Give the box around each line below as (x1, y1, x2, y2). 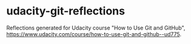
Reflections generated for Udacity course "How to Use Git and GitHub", (6, 24, 186, 31)
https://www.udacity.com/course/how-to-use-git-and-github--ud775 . (6, 30, 182, 37)
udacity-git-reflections (6, 4, 125, 18)
